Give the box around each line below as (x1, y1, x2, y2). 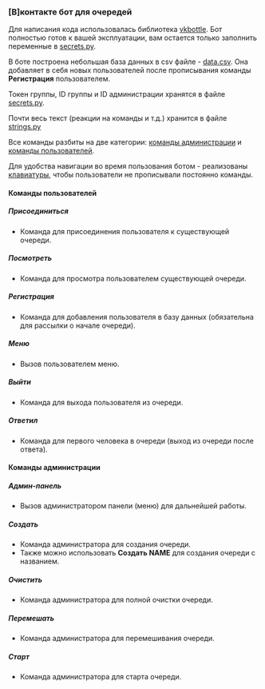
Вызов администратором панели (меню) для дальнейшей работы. (19, 501, 247, 511)
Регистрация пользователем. (8, 74, 111, 84)
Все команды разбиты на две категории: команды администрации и (8, 137, 242, 147)
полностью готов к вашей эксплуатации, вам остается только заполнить (8, 33, 257, 42)
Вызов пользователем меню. (19, 359, 120, 368)
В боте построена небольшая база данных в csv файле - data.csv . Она (8, 57, 249, 66)
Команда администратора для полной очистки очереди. (19, 595, 213, 605)
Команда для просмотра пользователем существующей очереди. (19, 273, 247, 283)
